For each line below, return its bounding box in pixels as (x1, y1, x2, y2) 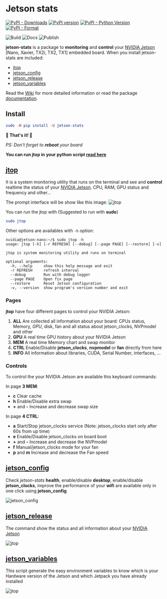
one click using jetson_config (5, 488, 67, 494)
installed (5, 579, 23, 585)
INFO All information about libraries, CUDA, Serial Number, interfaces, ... (12, 350, 161, 356)
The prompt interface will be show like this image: (5, 199, 108, 205)
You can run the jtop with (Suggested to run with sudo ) (5, 209, 118, 215)
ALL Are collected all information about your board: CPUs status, (12, 318, 146, 324)
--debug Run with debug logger (10, 273, 91, 278)
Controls (5, 362, 27, 369)
